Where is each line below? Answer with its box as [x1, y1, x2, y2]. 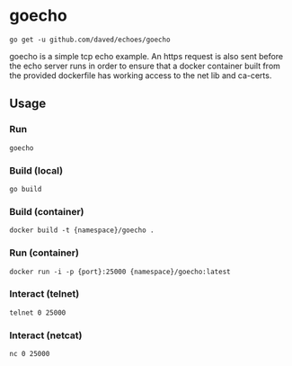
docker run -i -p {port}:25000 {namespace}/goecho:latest [9, 267, 231, 276]
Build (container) [9, 205, 84, 218]
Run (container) [9, 246, 79, 259]
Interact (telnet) [9, 288, 80, 300]
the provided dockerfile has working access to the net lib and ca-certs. [9, 69, 272, 81]
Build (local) [9, 164, 64, 176]
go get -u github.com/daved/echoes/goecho [9, 35, 171, 44]
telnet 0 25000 [9, 308, 66, 317]
